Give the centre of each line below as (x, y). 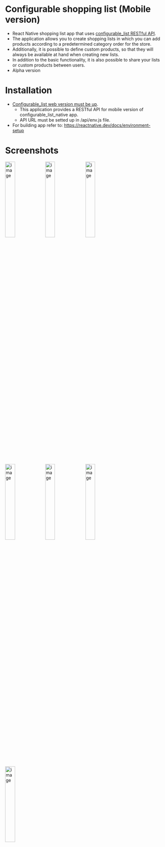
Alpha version (26, 70)
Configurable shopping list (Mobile (78, 9)
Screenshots (32, 151)
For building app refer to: (38, 125)
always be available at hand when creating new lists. (66, 54)
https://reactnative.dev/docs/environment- (107, 125)
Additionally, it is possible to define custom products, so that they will (83, 49)
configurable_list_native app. (49, 115)
